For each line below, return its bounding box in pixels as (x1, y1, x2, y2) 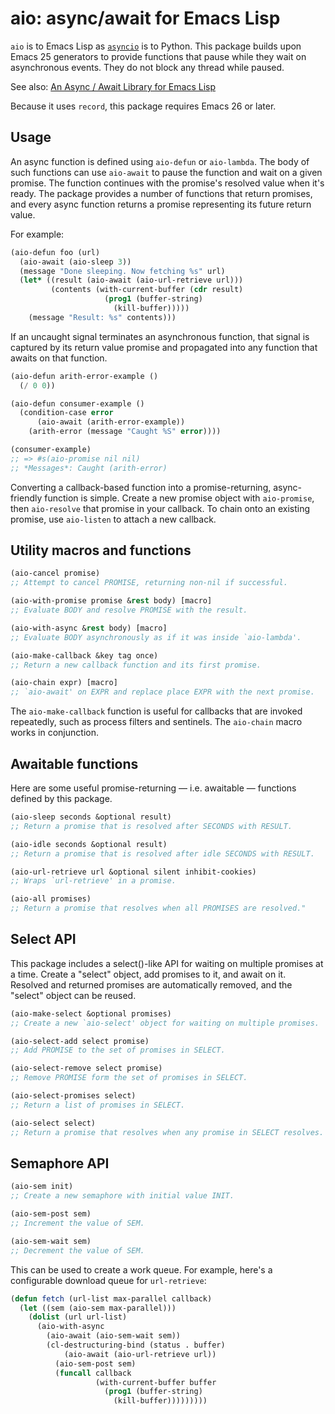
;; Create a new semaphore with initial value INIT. (10, 1191, 235, 1201)
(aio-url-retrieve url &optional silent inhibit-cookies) (10, 867, 257, 877)
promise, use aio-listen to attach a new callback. (10, 513, 217, 525)
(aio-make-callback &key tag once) (10, 650, 159, 661)
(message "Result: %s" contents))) (28, 312, 177, 322)
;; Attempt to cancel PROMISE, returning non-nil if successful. (10, 578, 288, 588)
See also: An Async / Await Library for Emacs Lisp (10, 80, 216, 92)
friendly (10, 492, 43, 504)
